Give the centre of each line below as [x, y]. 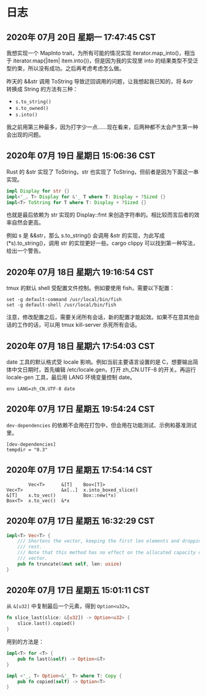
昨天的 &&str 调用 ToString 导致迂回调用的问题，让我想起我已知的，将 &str [100, 81]
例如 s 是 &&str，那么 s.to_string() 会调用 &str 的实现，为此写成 [86, 235]
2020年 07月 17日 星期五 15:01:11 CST [78, 590]
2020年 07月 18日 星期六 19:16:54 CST [80, 272]
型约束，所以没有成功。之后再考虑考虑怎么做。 [65, 68]
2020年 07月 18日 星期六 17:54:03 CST [81, 346]
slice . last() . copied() [46, 624]
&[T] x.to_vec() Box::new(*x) [61, 495]
